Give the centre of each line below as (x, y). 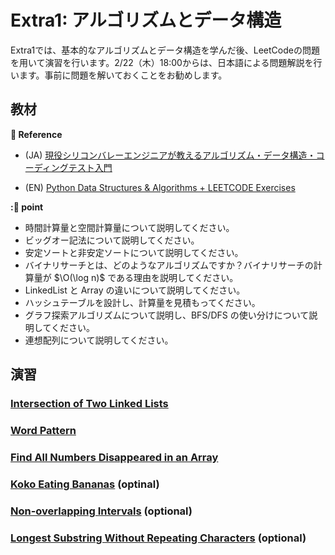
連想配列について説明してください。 (99, 340)
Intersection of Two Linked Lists (89, 404)
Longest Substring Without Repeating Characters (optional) (158, 538)
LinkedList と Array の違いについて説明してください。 (135, 290)
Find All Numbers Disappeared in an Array (114, 457)
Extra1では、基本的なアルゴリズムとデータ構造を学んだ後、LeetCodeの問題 (165, 50)
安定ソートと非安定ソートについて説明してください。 (134, 252)
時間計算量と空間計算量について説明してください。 (129, 227)
